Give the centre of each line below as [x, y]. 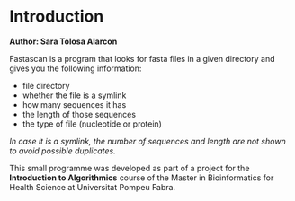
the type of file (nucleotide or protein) [92, 124]
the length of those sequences [79, 114]
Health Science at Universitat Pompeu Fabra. [93, 187]
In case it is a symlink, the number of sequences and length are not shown [147, 141]
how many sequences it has [74, 104]
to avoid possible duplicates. [63, 151]
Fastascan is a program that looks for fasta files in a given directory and [142, 58]
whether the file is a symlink [74, 95]
